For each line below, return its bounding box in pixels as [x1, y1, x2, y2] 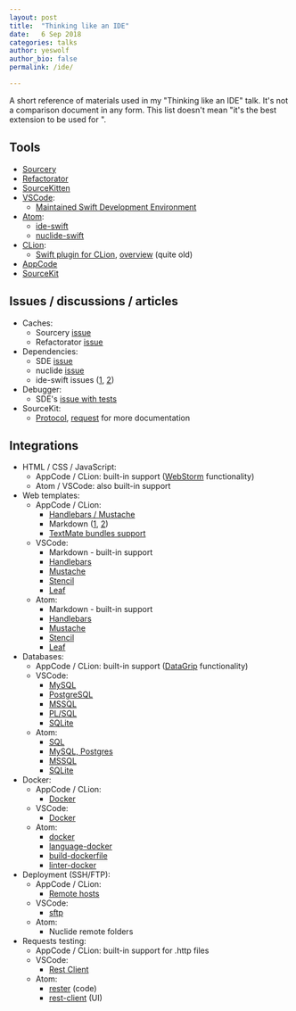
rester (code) [48, 983, 97, 994]
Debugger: [21, 384, 62, 394]
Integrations [9, 438, 78, 453]
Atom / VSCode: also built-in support [35, 481, 171, 492]
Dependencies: [21, 345, 78, 357]
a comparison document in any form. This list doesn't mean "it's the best [9, 104, 277, 115]
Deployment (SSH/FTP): [21, 869, 111, 880]
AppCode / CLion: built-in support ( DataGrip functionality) [35, 661, 249, 672]
